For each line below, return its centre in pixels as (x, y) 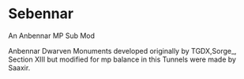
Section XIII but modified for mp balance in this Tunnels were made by (122, 59)
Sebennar (41, 14)
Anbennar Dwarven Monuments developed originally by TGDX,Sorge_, (122, 51)
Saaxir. (19, 67)
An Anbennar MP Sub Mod (52, 36)
